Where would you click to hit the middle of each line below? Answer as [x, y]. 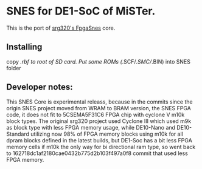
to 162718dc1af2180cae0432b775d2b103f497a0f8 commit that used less [97, 153]
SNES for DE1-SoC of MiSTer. [81, 11]
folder [14, 68]
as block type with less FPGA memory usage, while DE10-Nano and [91, 127]
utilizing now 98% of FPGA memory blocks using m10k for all [107, 134]
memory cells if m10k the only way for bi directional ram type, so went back [101, 147]
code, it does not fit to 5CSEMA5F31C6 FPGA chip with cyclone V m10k [96, 114]
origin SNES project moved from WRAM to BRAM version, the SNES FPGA [99, 108]
